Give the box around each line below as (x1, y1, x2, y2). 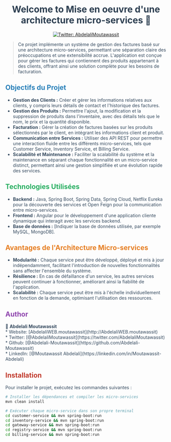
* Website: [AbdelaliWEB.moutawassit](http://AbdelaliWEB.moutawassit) (5, 329, 158, 335)
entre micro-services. (12, 207, 59, 213)
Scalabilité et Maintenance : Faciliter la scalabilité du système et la (12, 151, 155, 157)
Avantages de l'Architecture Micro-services (5, 243, 148, 252)
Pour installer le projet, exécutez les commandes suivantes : (5, 385, 132, 390)
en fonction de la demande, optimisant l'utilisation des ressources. (12, 295, 153, 301)
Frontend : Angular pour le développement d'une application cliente (12, 212, 156, 218)
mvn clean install (5, 399, 45, 404)
